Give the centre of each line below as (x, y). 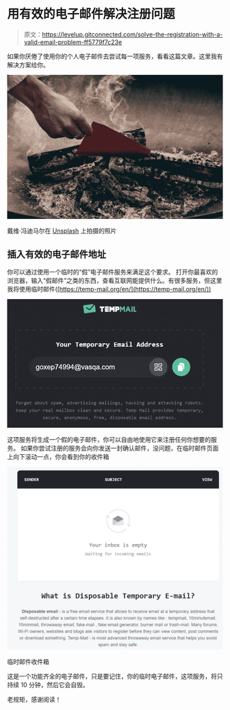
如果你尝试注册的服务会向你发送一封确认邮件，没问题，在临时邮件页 (116, 448)
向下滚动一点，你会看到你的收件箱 (61, 456)
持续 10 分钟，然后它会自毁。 (48, 685)
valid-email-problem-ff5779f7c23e (73, 42)
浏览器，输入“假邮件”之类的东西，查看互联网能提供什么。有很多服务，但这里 (115, 281)
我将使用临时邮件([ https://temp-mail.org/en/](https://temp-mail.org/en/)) (109, 289)
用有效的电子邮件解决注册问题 (91, 14)
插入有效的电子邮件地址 (56, 254)
